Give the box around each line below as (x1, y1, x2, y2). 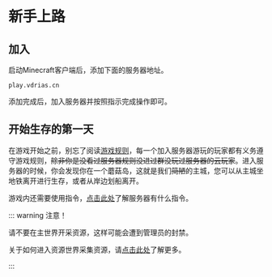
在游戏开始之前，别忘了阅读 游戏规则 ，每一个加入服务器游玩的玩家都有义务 (8, 145, 257, 155)
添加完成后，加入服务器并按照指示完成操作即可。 (8, 96, 172, 106)
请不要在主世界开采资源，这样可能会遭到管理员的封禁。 (8, 228, 193, 237)
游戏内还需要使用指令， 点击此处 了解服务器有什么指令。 (8, 193, 193, 202)
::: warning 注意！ (8, 210, 67, 219)
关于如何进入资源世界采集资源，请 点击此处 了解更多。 (8, 245, 186, 254)
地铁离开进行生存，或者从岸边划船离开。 (8, 176, 143, 185)
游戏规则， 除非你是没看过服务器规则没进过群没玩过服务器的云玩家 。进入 (15, 156, 257, 165)
